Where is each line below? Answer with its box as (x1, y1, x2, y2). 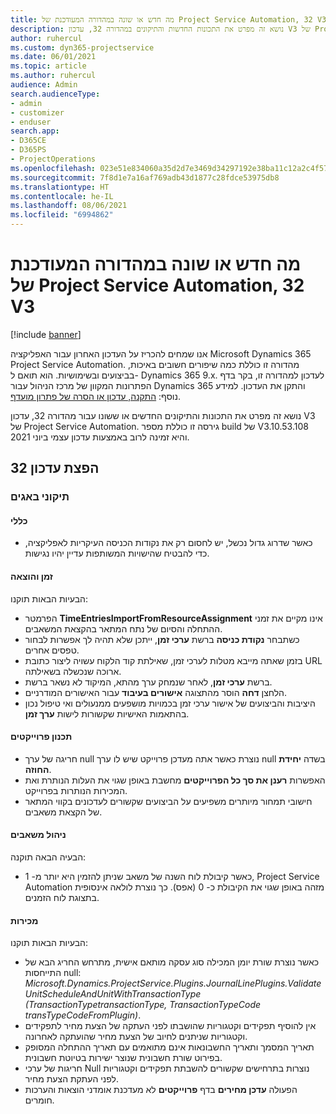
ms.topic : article (10, 61, 87, 71)
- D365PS (10, 145, 47, 155)
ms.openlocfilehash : (10, 163, 97, 173)
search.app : (10, 126, 60, 136)
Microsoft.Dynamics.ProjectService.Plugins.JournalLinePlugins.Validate (24, 977, 322, 990)
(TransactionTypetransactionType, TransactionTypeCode (24, 999, 262, 1011)
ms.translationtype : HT (10, 182, 110, 192)
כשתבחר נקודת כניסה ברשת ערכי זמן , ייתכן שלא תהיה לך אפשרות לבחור (24, 633, 300, 645)
